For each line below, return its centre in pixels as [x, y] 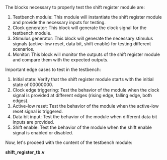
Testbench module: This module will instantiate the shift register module [87, 17]
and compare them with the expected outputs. [60, 60]
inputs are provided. [33, 122]
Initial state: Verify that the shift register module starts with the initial [83, 79]
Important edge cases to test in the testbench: [53, 69]
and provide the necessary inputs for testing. [59, 22]
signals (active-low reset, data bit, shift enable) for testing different [82, 44]
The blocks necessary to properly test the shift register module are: [75, 7]
